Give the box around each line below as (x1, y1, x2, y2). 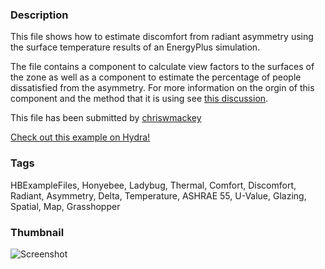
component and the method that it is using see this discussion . (10, 93, 269, 105)
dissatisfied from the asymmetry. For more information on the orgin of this (10, 82, 315, 94)
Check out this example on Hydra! (10, 131, 151, 143)
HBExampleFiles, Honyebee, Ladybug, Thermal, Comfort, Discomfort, (10, 179, 297, 191)
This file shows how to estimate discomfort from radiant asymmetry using (10, 31, 314, 43)
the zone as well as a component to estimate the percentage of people (10, 71, 302, 83)
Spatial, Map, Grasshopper (10, 200, 121, 212)
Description (10, 8, 69, 22)
